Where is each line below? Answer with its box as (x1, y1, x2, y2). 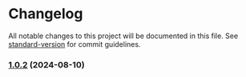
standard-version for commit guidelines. (8, 39, 141, 48)
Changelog (8, 5, 83, 23)
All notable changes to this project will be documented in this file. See (8, 31, 239, 40)
